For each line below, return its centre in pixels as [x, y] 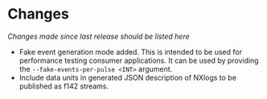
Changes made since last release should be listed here [99, 36]
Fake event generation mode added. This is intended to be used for [131, 52]
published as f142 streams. [64, 86]
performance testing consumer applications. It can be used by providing [139, 60]
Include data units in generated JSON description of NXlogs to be [127, 77]
